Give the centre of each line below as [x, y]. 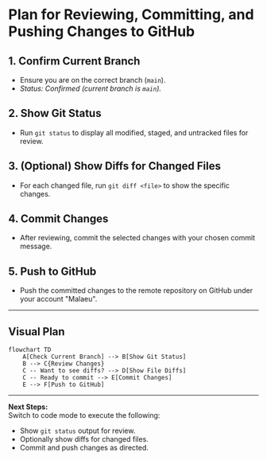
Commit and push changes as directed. [84, 448]
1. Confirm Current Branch [74, 61]
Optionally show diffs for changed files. [84, 439]
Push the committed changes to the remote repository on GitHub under [136, 290]
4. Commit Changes [58, 219]
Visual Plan [37, 331]
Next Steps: [28, 407]
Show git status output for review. [77, 431]
